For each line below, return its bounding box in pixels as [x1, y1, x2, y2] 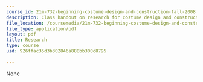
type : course [6, 43, 39, 49]
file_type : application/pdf [6, 25, 77, 32]
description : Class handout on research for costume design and [6, 14, 172, 20]
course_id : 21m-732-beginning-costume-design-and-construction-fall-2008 [6, 8, 196, 15]
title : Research [6, 37, 47, 43]
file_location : [6, 20, 45, 26]
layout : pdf [6, 31, 36, 37]
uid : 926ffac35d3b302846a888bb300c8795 [6, 48, 107, 54]
